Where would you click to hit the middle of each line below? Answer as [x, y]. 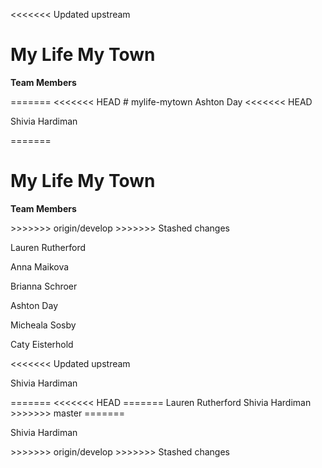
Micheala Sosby [43, 325]
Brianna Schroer [44, 286]
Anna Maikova [40, 266]
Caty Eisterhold [42, 344]
